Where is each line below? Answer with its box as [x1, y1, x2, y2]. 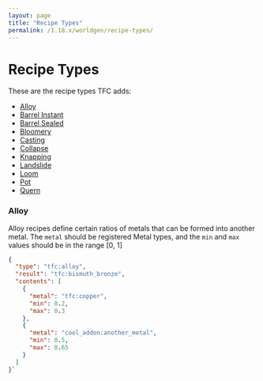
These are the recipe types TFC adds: [8, 86, 132, 96]
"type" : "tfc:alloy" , [15, 262, 87, 271]
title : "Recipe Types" [8, 19, 83, 27]
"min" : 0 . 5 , [28, 337, 69, 345]
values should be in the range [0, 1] [8, 240, 122, 250]
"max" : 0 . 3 [28, 307, 66, 315]
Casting [19, 135, 46, 145]
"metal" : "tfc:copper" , [28, 292, 108, 300]
